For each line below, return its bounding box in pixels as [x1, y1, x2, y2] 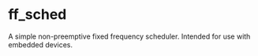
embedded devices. [8, 39, 73, 49]
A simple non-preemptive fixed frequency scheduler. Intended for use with [8, 32, 251, 41]
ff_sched [8, 6, 67, 24]
